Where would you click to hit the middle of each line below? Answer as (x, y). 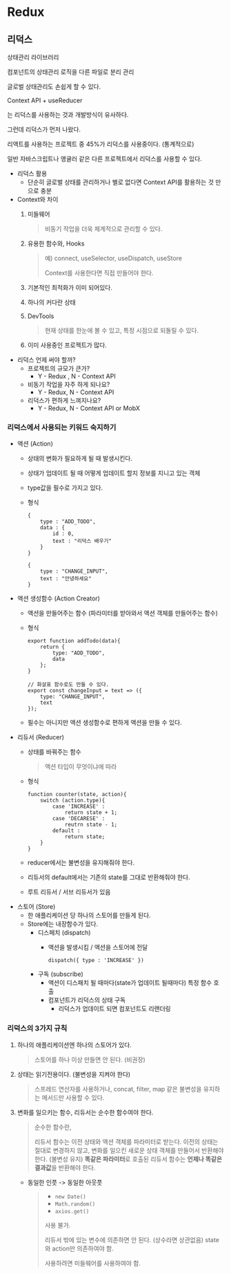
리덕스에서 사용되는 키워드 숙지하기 (62, 427)
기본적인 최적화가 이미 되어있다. (70, 287)
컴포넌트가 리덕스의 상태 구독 (87, 1000)
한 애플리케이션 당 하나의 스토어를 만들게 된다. (89, 915)
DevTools (41, 316)
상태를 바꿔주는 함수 (54, 752)
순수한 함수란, (53, 1127)
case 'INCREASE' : (79, 806)
